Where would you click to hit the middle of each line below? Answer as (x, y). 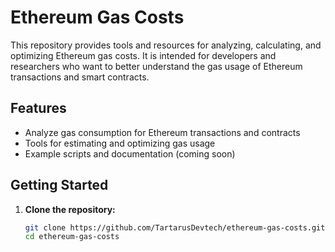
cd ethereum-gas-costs (72, 237)
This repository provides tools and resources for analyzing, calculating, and (166, 45)
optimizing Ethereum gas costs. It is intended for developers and (143, 55)
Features (38, 108)
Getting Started (59, 185)
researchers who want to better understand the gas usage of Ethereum (156, 66)
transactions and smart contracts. (80, 77)
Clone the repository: (70, 209)
